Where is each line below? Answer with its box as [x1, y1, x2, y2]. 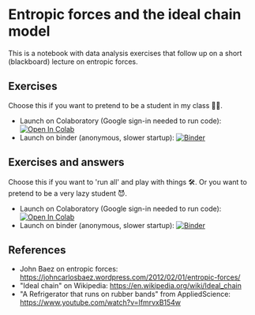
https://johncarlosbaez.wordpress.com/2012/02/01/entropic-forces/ [19, 272, 241, 282]
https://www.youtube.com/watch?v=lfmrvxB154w [19, 298, 182, 307]
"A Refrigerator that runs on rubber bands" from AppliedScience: [19, 290, 231, 299]
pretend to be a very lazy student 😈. [8, 188, 128, 198]
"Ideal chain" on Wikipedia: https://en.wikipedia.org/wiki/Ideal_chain [19, 281, 242, 291]
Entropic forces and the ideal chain [8, 6, 242, 24]
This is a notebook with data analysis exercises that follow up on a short [8, 48, 242, 58]
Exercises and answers [8, 156, 125, 169]
